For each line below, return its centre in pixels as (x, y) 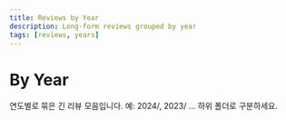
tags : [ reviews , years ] (54, 35)
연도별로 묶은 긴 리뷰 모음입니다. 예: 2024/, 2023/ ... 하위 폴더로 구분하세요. (144, 106)
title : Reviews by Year (54, 18)
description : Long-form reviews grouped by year (103, 26)
